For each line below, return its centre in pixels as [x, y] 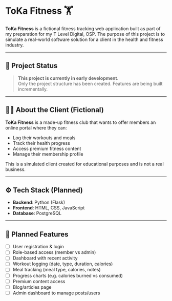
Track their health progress [41, 143]
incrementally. [33, 89]
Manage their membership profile [48, 154]
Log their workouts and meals [44, 138]
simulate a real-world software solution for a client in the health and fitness [84, 39]
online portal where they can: [36, 127]
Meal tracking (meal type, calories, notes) [57, 270]
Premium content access [39, 281]
